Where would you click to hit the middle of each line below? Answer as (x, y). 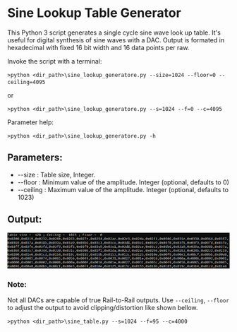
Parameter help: (31, 122)
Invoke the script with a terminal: (55, 61)
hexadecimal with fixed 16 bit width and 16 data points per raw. (98, 47)
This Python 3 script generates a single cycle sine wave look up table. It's (114, 32)
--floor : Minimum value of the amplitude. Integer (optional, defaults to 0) (123, 182)
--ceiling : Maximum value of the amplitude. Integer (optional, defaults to (123, 189)
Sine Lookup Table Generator (94, 13)
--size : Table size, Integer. (56, 174)
